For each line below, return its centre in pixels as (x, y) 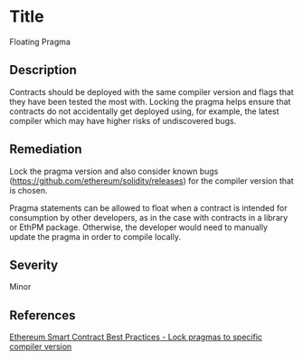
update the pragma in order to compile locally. (95, 236)
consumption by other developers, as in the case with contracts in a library (149, 217)
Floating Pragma (40, 42)
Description (43, 70)
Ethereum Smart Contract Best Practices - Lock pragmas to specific (136, 337)
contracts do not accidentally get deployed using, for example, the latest (144, 111)
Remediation (46, 150)
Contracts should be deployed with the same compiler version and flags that (151, 91)
